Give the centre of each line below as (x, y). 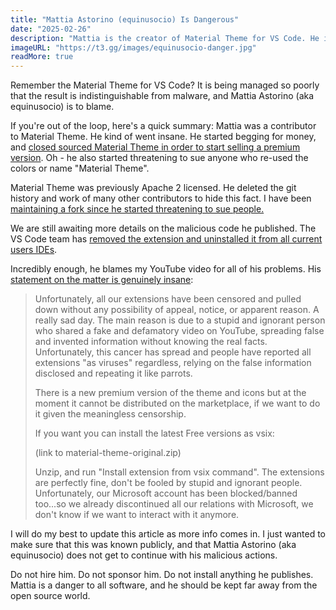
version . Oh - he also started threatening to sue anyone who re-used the (159, 158)
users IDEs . (34, 250)
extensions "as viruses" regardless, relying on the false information (173, 363)
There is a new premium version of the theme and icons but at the (170, 393)
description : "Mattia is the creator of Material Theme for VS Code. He (165, 38)
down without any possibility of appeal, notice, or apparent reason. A (177, 310)
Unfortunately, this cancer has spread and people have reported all (173, 352)
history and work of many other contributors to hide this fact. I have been (161, 198)
